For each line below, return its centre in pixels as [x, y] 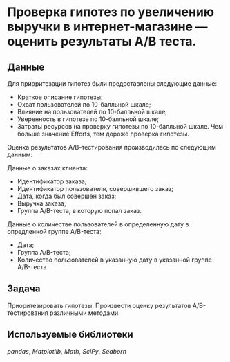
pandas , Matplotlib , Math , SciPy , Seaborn [67, 351]
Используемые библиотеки [70, 335]
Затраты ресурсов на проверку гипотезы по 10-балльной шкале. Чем [120, 126]
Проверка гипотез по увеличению [111, 12]
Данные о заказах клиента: [47, 168]
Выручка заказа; [42, 203]
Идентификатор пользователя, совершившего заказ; [95, 189]
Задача [24, 289]
